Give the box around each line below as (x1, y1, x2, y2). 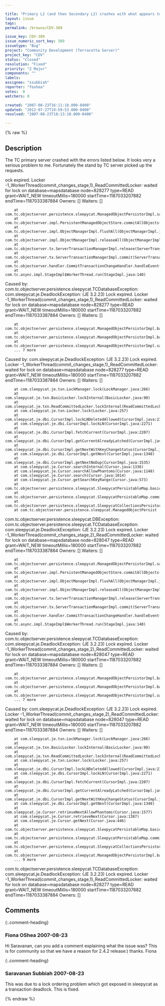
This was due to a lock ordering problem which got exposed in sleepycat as (5, 981, 158, 987)
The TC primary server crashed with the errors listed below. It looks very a (5, 157, 156, 163)
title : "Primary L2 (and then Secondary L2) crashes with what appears (5, 11, 155, 16)
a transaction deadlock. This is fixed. (5, 986, 80, 992)
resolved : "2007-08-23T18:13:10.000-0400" (5, 112, 93, 117)
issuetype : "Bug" (5, 43, 41, 48)
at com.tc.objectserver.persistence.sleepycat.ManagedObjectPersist (14, 507, 157, 513)
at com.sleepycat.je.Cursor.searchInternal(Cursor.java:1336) (14, 464, 144, 469)
